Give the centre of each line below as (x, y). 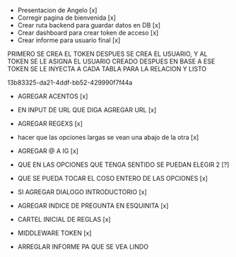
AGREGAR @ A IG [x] (48, 151)
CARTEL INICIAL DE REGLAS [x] (64, 219)
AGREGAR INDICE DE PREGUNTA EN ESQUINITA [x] (93, 205)
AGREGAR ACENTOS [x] (53, 96)
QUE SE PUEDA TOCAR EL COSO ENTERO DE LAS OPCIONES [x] (113, 178)
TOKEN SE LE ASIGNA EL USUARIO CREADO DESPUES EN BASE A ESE (111, 61)
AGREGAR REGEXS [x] (50, 124)
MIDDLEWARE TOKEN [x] (54, 233)
